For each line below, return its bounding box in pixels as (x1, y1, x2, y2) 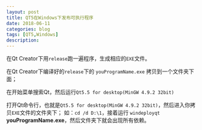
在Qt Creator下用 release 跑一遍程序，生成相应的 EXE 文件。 (6, 55, 151, 62)
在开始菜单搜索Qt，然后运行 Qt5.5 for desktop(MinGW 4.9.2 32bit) (6, 88, 175, 95)
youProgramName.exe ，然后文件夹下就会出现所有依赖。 (6, 117, 150, 124)
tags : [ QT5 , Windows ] (6, 32, 59, 38)
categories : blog (6, 26, 50, 32)
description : (6, 37, 40, 43)
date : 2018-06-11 (6, 20, 50, 26)
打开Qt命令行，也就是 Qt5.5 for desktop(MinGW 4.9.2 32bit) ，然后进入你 (6, 101, 190, 109)
